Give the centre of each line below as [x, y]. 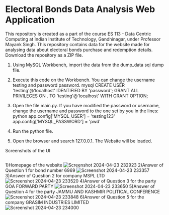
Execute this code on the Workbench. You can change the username [83, 80]
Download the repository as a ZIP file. [44, 55]
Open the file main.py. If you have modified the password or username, [86, 105]
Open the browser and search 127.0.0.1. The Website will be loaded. [82, 141]
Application [30, 20]
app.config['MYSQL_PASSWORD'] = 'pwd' [56, 121]
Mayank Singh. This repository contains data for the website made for [77, 44]
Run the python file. [33, 131]
